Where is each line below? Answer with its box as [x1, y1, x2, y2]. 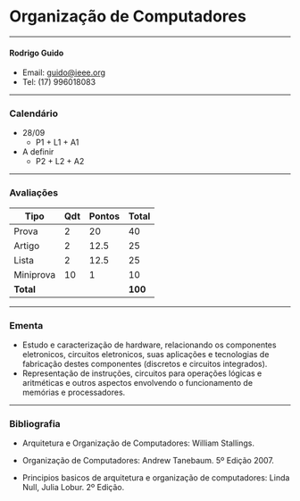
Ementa [9, 319, 44, 331]
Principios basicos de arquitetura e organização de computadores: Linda [21, 472, 290, 483]
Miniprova [13, 268, 56, 280]
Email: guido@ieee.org [21, 67, 105, 78]
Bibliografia [9, 417, 61, 430]
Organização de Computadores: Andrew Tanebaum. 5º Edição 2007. [21, 455, 275, 466]
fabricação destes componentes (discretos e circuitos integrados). [21, 359, 268, 370]
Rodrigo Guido [9, 47, 64, 58]
